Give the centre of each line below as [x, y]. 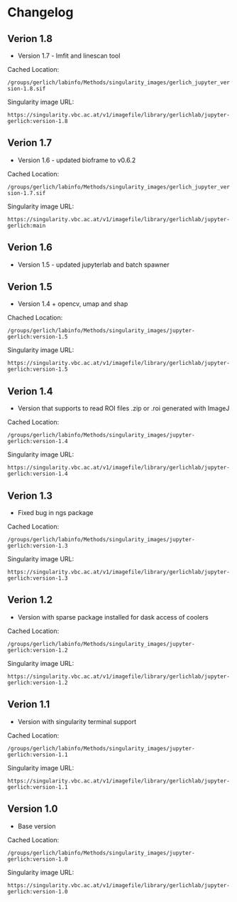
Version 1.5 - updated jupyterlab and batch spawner [93, 265]
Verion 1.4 [30, 391]
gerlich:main [27, 225]
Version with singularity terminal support [77, 721]
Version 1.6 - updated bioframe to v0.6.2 [77, 160]
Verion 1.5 [30, 287]
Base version [37, 826]
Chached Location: [35, 318]
